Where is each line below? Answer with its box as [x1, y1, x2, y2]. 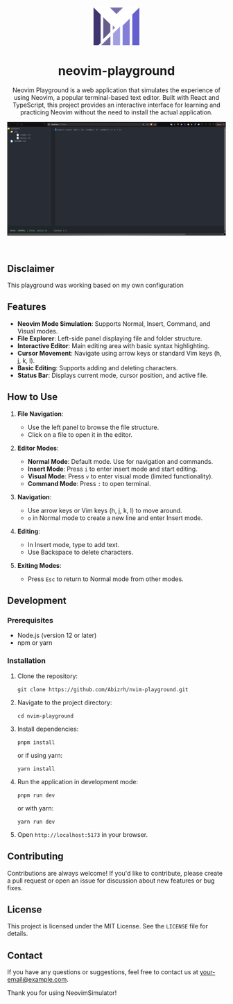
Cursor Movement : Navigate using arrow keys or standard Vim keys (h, [17, 349, 222, 357]
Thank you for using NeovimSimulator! [7, 989, 117, 997]
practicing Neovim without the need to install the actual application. [20, 107, 213, 116]
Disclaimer [7, 263, 55, 275]
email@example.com [7, 976, 67, 984]
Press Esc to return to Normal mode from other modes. [27, 575, 184, 583]
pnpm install [17, 738, 55, 746]
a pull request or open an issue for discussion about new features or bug [7, 876, 215, 885]
